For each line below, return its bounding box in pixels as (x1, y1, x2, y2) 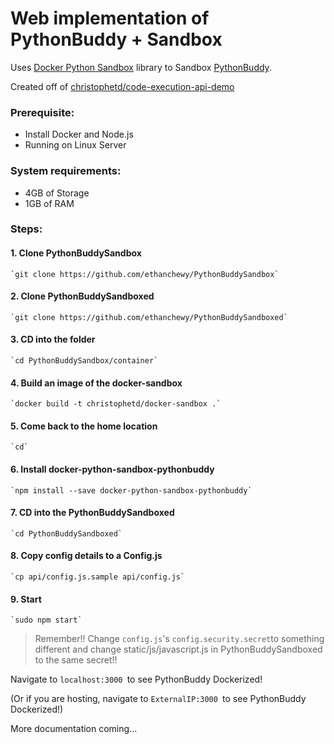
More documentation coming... (10, 723, 138, 735)
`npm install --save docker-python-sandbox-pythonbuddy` (10, 485, 253, 496)
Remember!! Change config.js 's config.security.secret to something (34, 633, 325, 645)
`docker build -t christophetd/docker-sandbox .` (10, 399, 222, 409)
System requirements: (10, 164, 122, 178)
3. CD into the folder (10, 333, 96, 346)
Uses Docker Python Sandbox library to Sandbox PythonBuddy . (10, 61, 272, 73)
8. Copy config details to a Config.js (10, 550, 163, 562)
